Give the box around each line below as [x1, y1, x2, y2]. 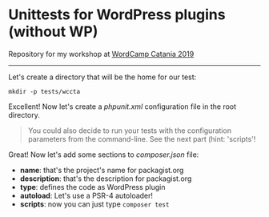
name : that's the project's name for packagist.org [19, 165, 184, 175]
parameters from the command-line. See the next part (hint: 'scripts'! [27, 134, 256, 143]
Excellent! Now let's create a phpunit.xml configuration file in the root [8, 102, 237, 111]
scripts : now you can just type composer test [19, 199, 170, 209]
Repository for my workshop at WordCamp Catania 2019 [8, 49, 195, 58]
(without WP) [8, 22, 98, 41]
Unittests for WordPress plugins [8, 6, 226, 24]
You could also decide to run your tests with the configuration [27, 126, 232, 135]
